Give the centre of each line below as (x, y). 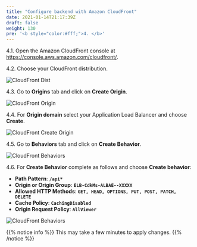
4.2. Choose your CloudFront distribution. (57, 68)
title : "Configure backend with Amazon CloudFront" (71, 12)
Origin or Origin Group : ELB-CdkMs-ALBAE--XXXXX (74, 185)
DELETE (23, 197)
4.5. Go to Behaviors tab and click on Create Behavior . (74, 144)
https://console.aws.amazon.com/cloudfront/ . (62, 57)
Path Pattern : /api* (39, 179)
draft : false (22, 23)
